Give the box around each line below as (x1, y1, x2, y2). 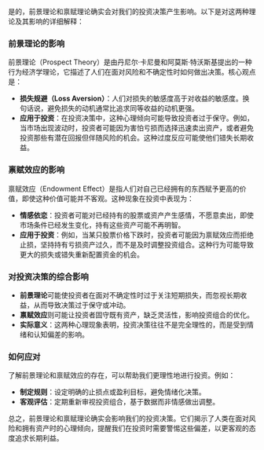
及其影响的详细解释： (14, 16, 84, 26)
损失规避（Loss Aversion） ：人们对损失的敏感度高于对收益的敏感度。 (19, 93, 243, 104)
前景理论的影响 (8, 38, 65, 49)
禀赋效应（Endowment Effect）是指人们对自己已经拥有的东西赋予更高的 (8, 184, 240, 193)
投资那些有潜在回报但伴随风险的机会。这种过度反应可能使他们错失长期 (19, 133, 247, 143)
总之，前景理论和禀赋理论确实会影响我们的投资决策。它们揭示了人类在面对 (8, 414, 249, 423)
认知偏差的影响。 (33, 329, 89, 339)
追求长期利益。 (14, 434, 64, 443)
